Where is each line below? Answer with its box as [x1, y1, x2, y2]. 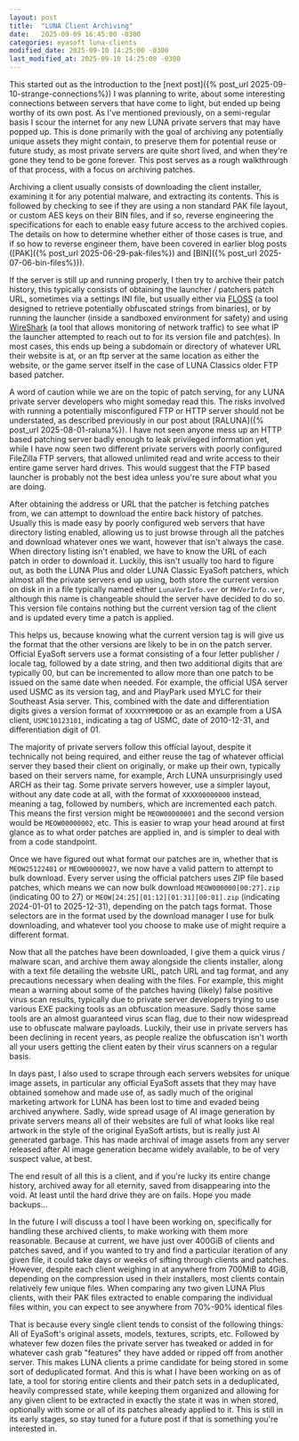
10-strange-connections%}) [9, 88, 112, 99]
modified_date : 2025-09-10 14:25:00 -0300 [9, 46, 169, 55]
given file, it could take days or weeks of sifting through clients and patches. [9, 1255, 289, 1264]
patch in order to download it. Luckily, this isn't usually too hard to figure [9, 556, 274, 566]
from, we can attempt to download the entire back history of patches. [9, 508, 264, 518]
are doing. [9, 482, 47, 491]
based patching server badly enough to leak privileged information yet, [9, 434, 270, 444]
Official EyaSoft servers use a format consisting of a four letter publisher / [9, 648, 280, 659]
